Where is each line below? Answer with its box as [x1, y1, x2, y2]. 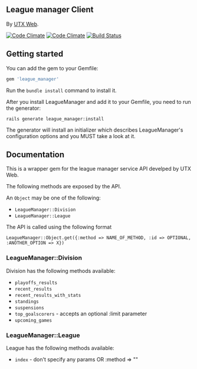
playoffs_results [14, 280, 58, 286]
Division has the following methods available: [6, 267, 116, 274]
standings [14, 298, 40, 305]
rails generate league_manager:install [6, 116, 104, 122]
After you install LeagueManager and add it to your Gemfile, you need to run [6, 98, 191, 105]
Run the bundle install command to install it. [6, 87, 117, 94]
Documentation [6, 149, 65, 159]
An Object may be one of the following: [6, 194, 101, 201]
